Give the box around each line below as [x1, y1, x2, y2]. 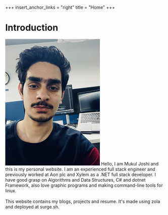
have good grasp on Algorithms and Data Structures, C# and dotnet [5, 177, 146, 183]
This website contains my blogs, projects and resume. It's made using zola [5, 198, 160, 204]
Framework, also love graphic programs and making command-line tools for [5, 182, 163, 188]
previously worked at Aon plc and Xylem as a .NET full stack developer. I [5, 171, 156, 178]
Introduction [5, 22, 59, 33]
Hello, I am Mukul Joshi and [100, 160, 159, 166]
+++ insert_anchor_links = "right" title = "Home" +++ [5, 5, 115, 10]
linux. [5, 187, 17, 194]
